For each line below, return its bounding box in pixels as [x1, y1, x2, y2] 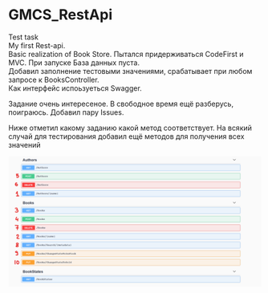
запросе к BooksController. [8, 75, 99, 84]
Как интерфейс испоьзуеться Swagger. [8, 83, 142, 93]
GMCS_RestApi [8, 6, 113, 24]
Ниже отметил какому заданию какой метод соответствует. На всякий [8, 123, 253, 132]
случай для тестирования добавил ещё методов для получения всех [8, 131, 245, 141]
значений [8, 140, 42, 149]
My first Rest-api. [8, 40, 66, 50]
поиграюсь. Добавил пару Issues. [8, 107, 124, 117]
